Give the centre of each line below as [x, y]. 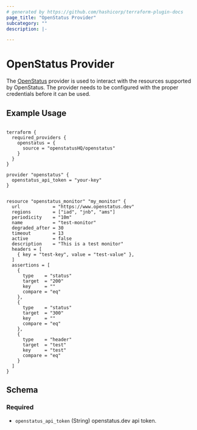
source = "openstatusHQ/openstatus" [69, 148]
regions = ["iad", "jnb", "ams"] [64, 212]
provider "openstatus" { [38, 175]
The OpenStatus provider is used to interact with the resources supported [99, 81]
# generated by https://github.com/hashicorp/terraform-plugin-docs [95, 12]
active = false [42, 239]
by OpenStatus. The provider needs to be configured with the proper [92, 87]
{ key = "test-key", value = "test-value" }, [76, 254]
